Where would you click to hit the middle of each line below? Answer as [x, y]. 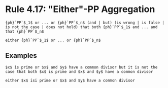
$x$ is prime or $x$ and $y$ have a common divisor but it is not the [81, 67]
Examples [21, 56]
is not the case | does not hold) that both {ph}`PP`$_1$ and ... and [81, 27]
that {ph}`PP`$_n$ [25, 31]
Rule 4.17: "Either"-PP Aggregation [80, 9]
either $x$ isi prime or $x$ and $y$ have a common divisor [70, 80]
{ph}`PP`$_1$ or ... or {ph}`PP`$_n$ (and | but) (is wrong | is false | [85, 23]
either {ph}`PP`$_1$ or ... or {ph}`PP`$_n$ [53, 40]
